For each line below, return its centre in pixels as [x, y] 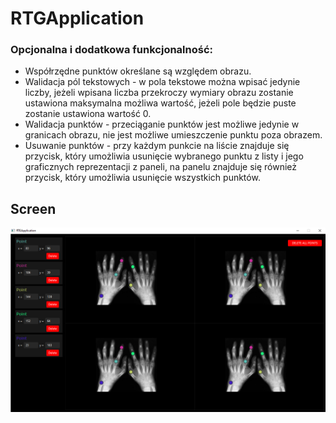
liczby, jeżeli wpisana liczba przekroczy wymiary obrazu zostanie [159, 93]
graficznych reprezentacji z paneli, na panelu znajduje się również [161, 167]
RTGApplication [77, 18]
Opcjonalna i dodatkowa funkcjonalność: [112, 50]
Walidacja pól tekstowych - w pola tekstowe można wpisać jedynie [162, 82]
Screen [33, 208]
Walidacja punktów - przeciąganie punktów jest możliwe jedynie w [162, 124]
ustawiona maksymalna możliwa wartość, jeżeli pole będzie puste [160, 103]
